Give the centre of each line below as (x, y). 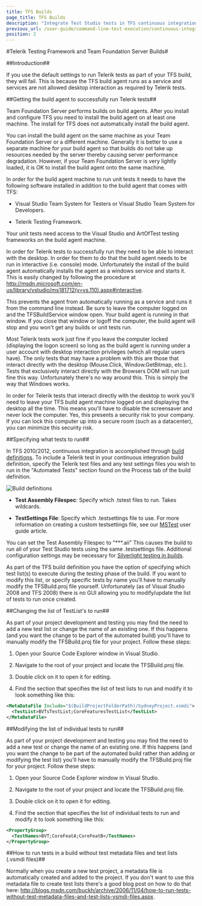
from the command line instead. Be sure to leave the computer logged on (97, 308)
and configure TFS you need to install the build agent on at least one (91, 118)
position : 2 (21, 34)
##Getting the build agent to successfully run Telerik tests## (81, 100)
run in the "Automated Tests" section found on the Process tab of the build (99, 470)
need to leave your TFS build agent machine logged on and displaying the (98, 402)
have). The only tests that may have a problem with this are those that (93, 358)
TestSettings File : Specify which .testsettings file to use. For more (97, 518)
